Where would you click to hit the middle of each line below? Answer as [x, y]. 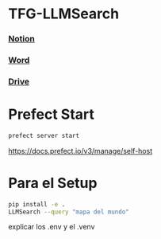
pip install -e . [37, 204]
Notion [22, 39]
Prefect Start [52, 114]
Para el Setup [53, 183]
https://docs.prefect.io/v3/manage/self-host [80, 151]
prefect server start [44, 135]
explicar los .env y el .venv [52, 227]
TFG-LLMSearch [64, 14]
